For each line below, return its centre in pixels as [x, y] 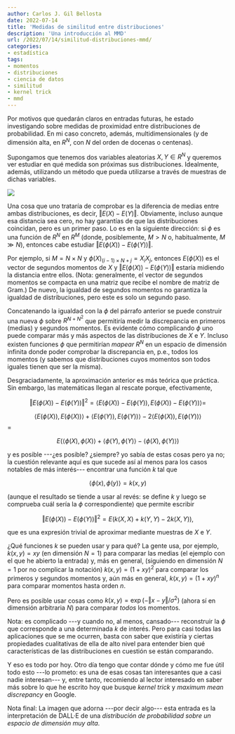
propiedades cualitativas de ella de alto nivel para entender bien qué [106, 644]
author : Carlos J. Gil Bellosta [54, 14]
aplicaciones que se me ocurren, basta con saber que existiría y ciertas [110, 636]
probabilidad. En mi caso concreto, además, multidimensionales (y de [108, 133]
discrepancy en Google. [42, 695]
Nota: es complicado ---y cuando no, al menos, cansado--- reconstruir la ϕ [116, 622]
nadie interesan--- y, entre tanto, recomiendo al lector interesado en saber [115, 680]
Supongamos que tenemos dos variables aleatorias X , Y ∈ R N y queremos [115, 157]
